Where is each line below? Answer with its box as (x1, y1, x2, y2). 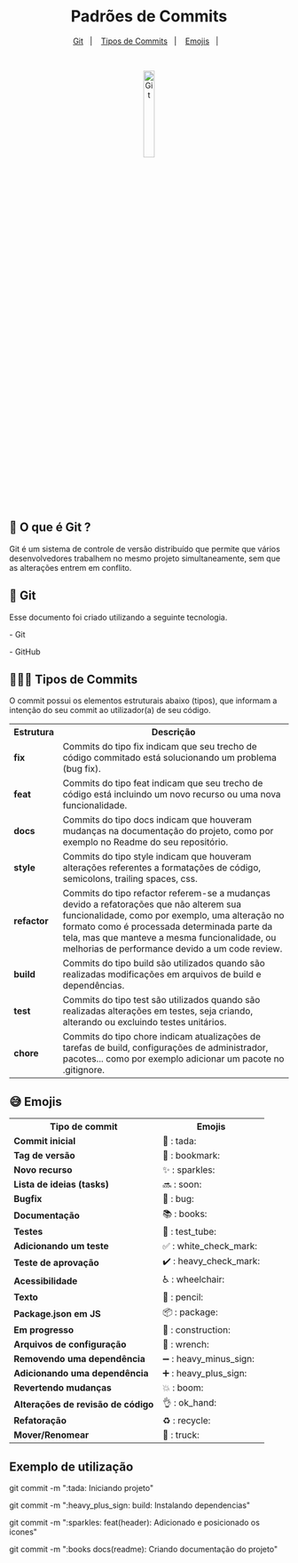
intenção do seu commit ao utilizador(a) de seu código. (9, 705, 211, 716)
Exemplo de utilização (9, 1459, 134, 1474)
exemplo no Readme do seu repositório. (62, 836, 229, 848)
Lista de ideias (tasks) (13, 1178, 109, 1190)
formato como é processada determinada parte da (62, 920, 273, 933)
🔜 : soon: (162, 1178, 202, 1190)
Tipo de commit (50, 1120, 118, 1133)
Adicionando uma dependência (13, 1367, 149, 1380)
